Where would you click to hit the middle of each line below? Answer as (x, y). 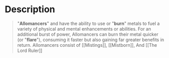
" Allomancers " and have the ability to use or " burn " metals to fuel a (89, 23)
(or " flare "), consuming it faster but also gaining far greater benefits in (91, 40)
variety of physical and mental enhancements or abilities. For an (84, 28)
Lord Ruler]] (30, 50)
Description (30, 9)
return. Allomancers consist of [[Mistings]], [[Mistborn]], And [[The (87, 45)
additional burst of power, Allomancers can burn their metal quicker (88, 34)
